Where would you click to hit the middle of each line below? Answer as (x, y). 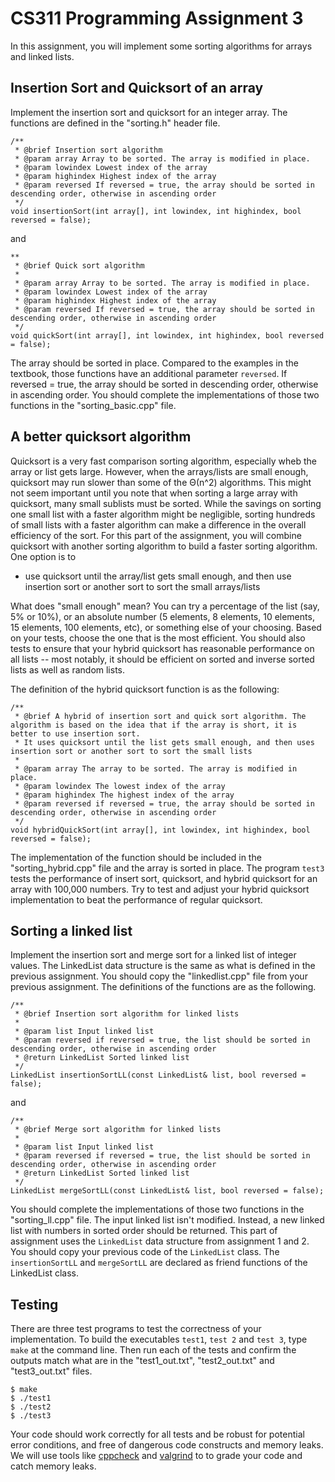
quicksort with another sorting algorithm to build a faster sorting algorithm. (164, 546)
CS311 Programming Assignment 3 (157, 18)
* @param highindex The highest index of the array (124, 795)
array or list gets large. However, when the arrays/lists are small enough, (159, 471)
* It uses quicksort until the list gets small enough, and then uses (164, 742)
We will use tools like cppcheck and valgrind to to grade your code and (156, 1456)
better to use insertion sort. (75, 733)
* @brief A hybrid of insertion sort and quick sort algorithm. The (160, 716)
